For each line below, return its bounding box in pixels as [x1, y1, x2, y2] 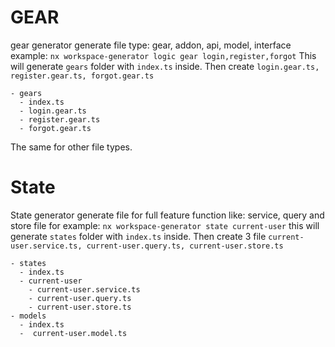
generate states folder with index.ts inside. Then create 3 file [10, 230, 267, 242]
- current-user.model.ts [19, 328, 128, 338]
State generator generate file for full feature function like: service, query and [10, 209, 325, 221]
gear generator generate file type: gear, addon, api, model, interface [10, 39, 292, 51]
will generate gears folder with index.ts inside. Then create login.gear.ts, [10, 60, 320, 72]
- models [10, 311, 47, 321]
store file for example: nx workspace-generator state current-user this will [10, 219, 320, 231]
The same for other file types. [10, 141, 133, 153]
